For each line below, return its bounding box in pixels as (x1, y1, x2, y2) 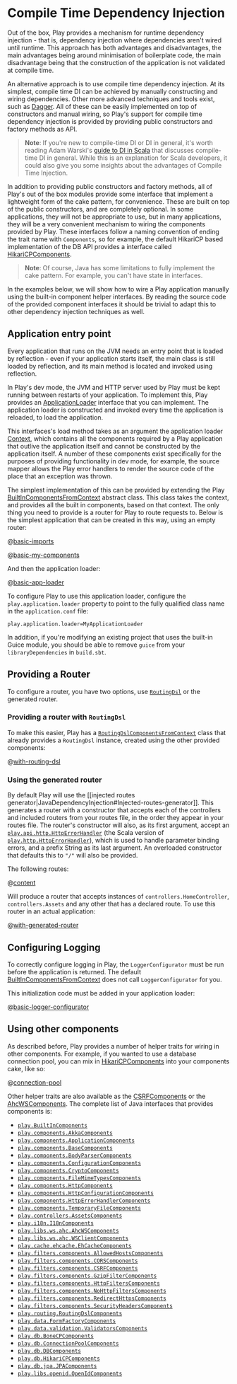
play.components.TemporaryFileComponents (17, 1204, 141, 1211)
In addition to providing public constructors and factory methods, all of (7, 182, 213, 190)
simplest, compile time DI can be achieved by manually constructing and (7, 87, 218, 96)
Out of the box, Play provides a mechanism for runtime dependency (7, 28, 205, 37)
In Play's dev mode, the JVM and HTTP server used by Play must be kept (7, 383, 221, 391)
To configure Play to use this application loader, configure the (7, 592, 186, 600)
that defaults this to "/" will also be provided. (7, 851, 138, 860)
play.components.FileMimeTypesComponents (17, 1175, 141, 1182)
